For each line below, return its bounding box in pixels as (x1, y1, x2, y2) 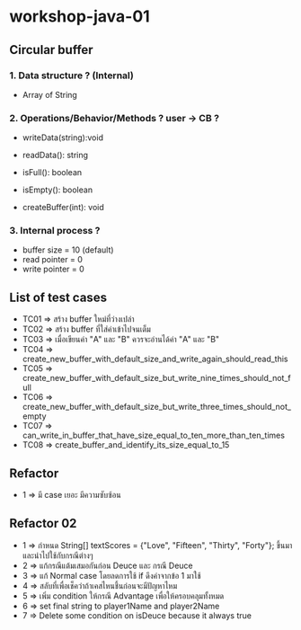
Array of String (22, 89, 78, 100)
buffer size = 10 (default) (22, 244, 114, 255)
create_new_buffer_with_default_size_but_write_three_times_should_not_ (22, 402, 292, 413)
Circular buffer (9, 42, 93, 58)
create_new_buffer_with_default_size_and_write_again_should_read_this (22, 353, 289, 365)
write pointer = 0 (22, 263, 85, 275)
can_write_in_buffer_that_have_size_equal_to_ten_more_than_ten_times (22, 430, 286, 441)
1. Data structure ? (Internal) (9, 69, 135, 82)
